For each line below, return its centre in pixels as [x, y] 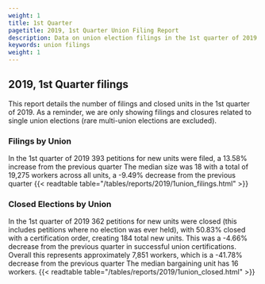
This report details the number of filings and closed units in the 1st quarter [129, 103]
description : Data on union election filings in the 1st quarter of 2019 [133, 38]
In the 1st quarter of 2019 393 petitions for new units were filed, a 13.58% [128, 159]
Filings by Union [40, 141]
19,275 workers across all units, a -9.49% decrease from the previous [122, 175]
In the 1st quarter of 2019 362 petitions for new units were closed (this [123, 221]
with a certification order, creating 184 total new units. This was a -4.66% [128, 238]
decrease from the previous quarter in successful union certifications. [122, 247]
